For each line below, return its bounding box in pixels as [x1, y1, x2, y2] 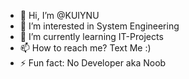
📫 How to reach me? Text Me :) [19, 42, 152, 54]
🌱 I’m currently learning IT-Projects [19, 31, 164, 42]
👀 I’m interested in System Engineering [19, 20, 180, 32]
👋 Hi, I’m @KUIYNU [19, 10, 100, 21]
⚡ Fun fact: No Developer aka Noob [19, 57, 167, 69]
